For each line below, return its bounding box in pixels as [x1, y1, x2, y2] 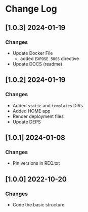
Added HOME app [12, 108, 51, 114]
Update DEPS [12, 118, 41, 125]
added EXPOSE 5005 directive [20, 55, 79, 62]
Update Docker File [12, 50, 53, 56]
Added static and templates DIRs [12, 102, 83, 108]
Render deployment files [12, 113, 64, 119]
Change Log [5, 3, 57, 15]
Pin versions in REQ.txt [12, 160, 60, 166]
